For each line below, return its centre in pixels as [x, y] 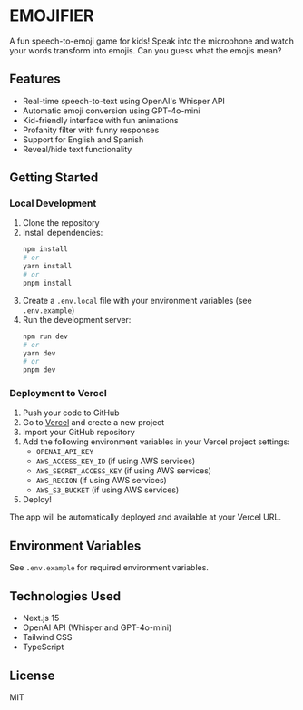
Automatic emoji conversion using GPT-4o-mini [111, 111]
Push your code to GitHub [71, 413]
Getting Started [54, 178]
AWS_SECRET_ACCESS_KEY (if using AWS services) [123, 471]
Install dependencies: [63, 233]
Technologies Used [65, 596]
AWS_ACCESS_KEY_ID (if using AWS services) [116, 461]
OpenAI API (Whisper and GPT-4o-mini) [97, 627]
